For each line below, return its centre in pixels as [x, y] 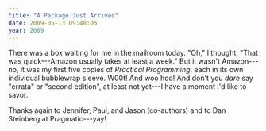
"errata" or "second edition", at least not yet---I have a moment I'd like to [127, 87]
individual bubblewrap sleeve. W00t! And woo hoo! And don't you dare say [131, 78]
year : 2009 [26, 30]
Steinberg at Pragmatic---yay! [58, 119]
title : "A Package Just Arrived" [64, 15]
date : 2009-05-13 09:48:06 [53, 23]
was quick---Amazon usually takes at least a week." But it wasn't [114, 61]
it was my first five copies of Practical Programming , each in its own [132, 70]
